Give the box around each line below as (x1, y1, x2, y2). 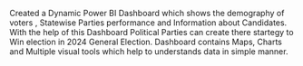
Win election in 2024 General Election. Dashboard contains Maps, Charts (9, 36, 283, 47)
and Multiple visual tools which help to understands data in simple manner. (9, 46, 288, 57)
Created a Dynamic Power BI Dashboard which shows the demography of (9, 8, 285, 18)
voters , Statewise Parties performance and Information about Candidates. (9, 17, 288, 28)
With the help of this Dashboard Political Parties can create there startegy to (9, 27, 294, 37)
